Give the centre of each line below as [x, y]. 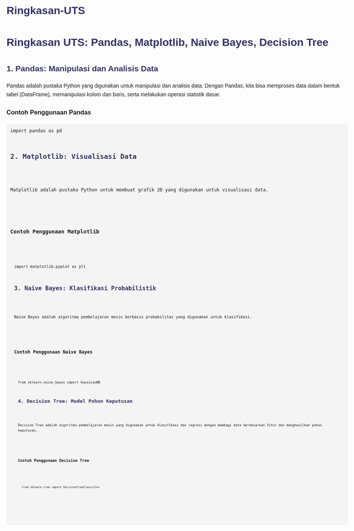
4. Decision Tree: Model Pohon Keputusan [75, 401]
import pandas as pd [36, 131]
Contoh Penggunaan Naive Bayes [53, 352]
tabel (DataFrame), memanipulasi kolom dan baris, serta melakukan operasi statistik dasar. [114, 94]
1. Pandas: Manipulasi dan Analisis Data [82, 68]
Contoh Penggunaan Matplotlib [55, 231]
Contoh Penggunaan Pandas [49, 112]
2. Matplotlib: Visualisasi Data [74, 156]
